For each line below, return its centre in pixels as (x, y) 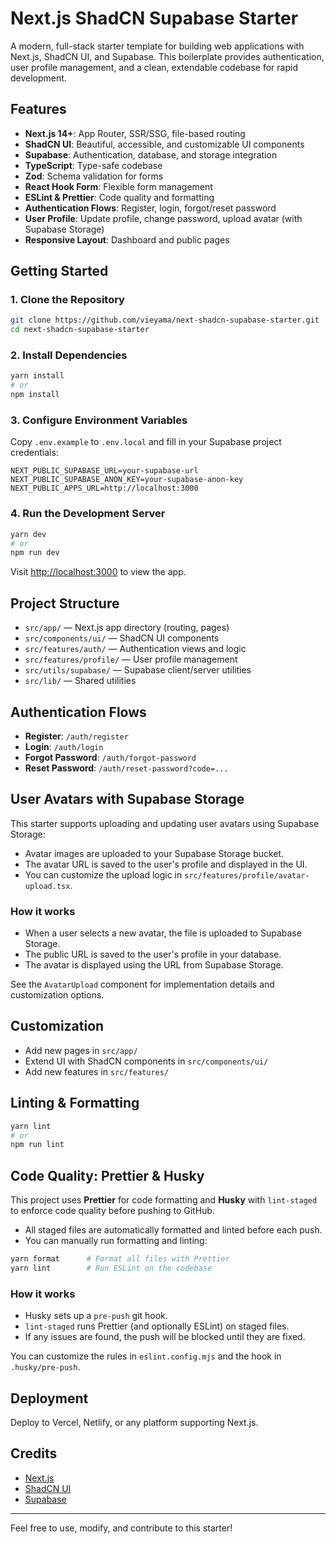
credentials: (34, 453)
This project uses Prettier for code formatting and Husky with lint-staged (164, 1200)
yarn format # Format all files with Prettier (120, 1259)
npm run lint (37, 1145)
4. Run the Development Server (88, 514)
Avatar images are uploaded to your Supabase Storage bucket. (154, 853)
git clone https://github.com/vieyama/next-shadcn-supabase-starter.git (165, 320)
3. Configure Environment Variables (99, 420)
